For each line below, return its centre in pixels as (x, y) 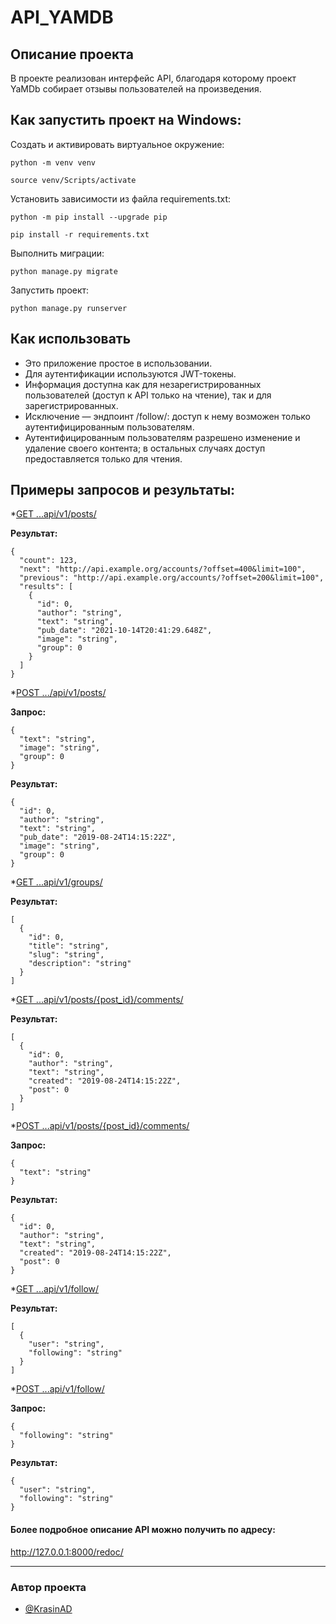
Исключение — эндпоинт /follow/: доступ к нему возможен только (167, 416)
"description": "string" (80, 964)
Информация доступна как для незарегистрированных (143, 384)
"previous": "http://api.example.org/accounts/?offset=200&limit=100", (172, 578)
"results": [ (46, 587)
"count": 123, (48, 561)
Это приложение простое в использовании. (118, 363)
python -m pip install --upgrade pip (89, 217)
